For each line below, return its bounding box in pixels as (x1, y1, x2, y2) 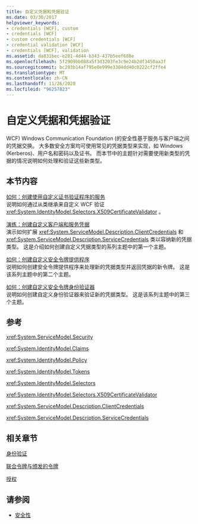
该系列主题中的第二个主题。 (6, 271, 74, 278)
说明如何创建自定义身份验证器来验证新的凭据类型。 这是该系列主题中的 (6, 290, 180, 298)
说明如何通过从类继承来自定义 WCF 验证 (6, 200, 105, 207)
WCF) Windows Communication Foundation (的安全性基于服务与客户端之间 (6, 135, 190, 142)
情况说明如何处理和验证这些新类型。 (16, 157, 105, 164)
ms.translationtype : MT (6, 70, 65, 76)
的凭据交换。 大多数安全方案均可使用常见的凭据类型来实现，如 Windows (6, 142, 183, 149)
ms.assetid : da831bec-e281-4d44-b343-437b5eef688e (6, 53, 134, 59)
